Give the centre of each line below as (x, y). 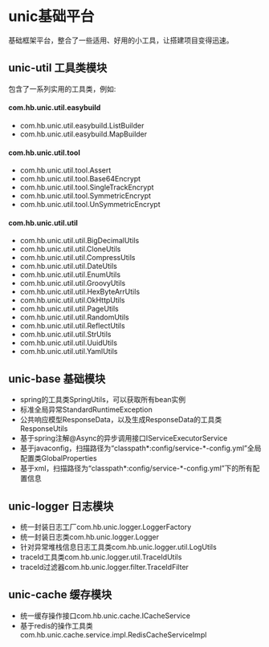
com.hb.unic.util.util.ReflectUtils (73, 326)
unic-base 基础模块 (57, 378)
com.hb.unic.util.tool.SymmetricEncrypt (85, 196)
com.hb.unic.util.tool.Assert (65, 170)
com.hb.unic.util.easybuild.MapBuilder (84, 134)
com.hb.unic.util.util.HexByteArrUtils (80, 292)
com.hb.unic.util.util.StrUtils (65, 335)
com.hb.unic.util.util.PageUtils (69, 309)
